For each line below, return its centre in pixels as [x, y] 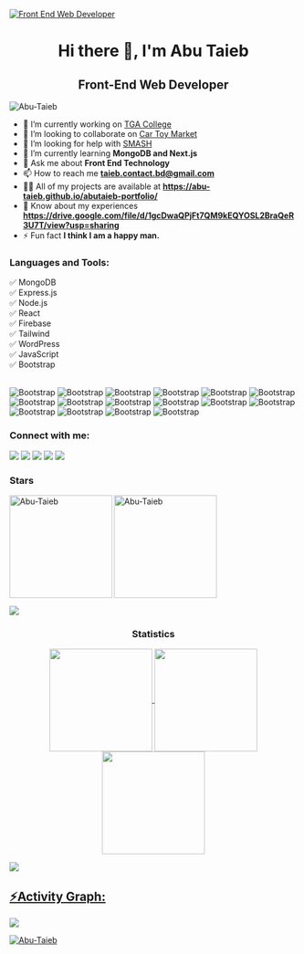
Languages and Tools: [59, 262]
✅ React [25, 313]
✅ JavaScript [34, 354]
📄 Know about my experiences [80, 206]
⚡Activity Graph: [58, 896]
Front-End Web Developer [153, 84]
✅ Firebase [31, 323]
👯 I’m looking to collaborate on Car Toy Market [110, 134]
